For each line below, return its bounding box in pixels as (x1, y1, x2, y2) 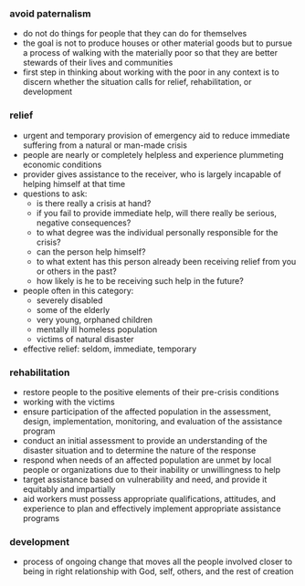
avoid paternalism (9, 7, 91, 20)
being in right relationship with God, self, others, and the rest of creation (22, 566, 294, 577)
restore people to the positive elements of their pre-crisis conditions (22, 386, 279, 397)
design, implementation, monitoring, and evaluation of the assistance (22, 415, 283, 426)
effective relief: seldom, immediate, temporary (22, 343, 197, 354)
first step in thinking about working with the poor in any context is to (22, 67, 280, 78)
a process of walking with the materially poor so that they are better (22, 47, 279, 58)
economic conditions (22, 159, 102, 170)
